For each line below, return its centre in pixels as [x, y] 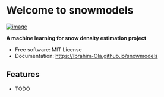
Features [23, 75]
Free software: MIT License [48, 49]
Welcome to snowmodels [70, 10]
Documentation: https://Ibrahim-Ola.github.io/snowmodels [86, 56]
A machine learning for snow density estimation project [76, 38]
